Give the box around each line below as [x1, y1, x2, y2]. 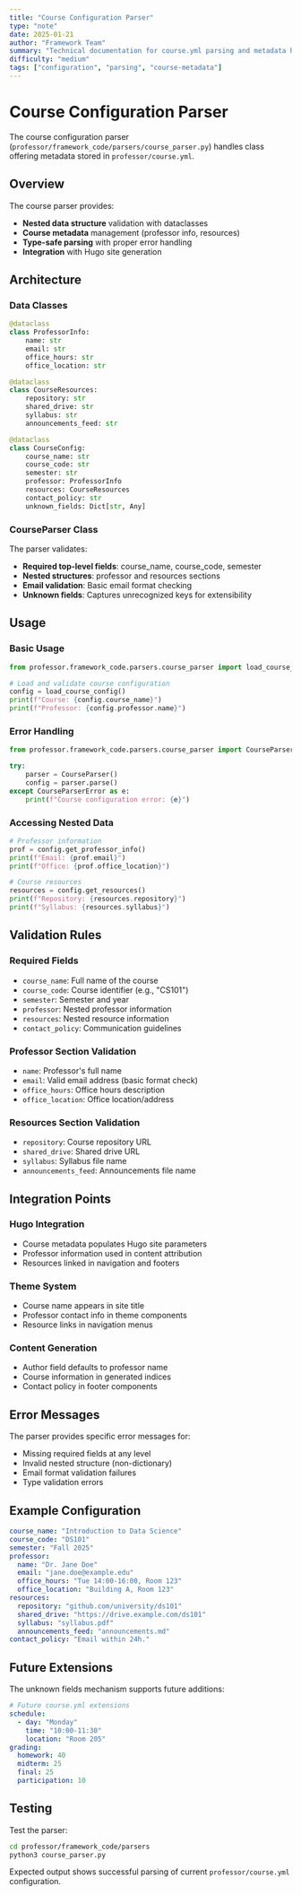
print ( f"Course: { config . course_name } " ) [9, 696, 163, 705]
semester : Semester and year [21, 994, 130, 1004]
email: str [25, 344, 66, 353]
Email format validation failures [21, 1467, 137, 1478]
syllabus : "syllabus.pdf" [17, 1618, 115, 1628]
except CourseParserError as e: [9, 787, 130, 795]
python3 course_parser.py [9, 1850, 106, 1859]
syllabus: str [25, 411, 78, 420]
